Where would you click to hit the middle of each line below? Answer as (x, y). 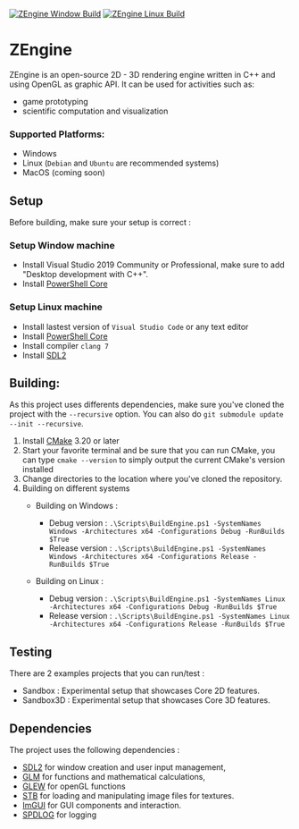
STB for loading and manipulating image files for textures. (128, 796)
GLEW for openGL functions (74, 786)
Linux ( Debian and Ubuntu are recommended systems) (120, 163)
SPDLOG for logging (59, 815)
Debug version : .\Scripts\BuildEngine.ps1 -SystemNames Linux (167, 598)
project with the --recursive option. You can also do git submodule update (146, 414)
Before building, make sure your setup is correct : (100, 223)
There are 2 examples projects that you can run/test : (107, 673)
